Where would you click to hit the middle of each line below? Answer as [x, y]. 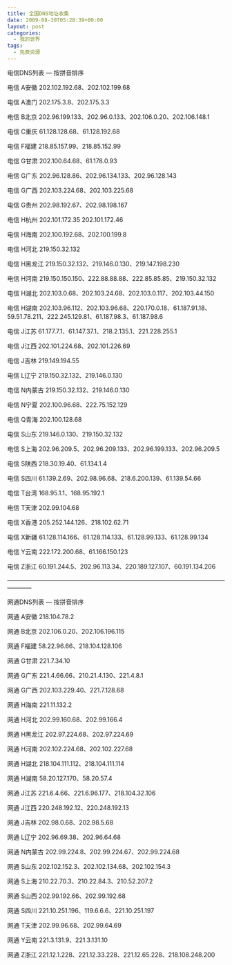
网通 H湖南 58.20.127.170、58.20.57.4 [60, 778]
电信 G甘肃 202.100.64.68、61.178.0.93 [62, 160]
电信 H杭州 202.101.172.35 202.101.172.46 [65, 219]
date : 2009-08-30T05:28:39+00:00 [55, 20]
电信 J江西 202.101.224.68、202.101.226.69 [69, 346]
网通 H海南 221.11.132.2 [40, 705]
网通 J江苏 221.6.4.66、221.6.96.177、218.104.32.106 [81, 793]
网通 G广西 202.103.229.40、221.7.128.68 [66, 690]
